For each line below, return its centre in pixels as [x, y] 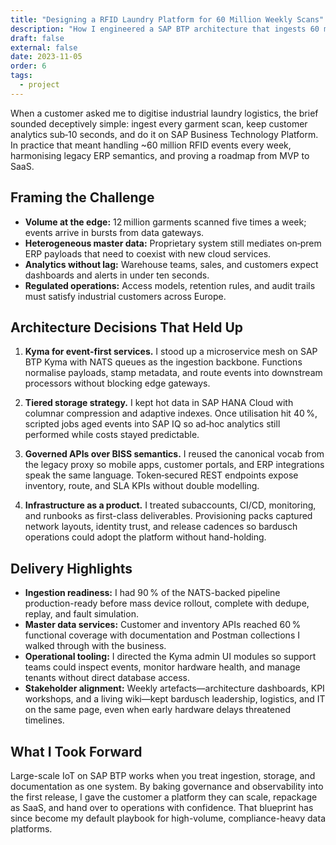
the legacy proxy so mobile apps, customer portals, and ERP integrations [174, 465]
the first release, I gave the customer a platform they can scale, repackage [164, 797]
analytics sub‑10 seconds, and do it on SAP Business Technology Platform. [164, 134]
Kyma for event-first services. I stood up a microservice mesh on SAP [171, 352]
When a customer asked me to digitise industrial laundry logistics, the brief [164, 113]
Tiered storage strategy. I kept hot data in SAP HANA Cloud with [159, 403]
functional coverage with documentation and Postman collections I [162, 635]
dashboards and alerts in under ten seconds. [117, 275]
